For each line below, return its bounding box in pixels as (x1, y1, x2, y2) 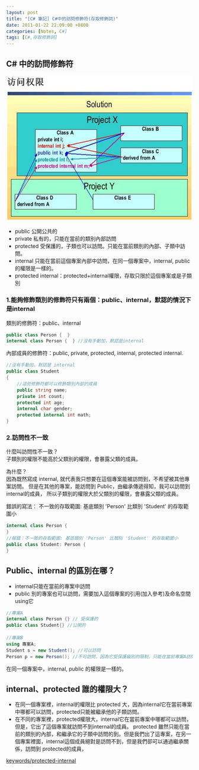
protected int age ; (17, 400, 65, 406)
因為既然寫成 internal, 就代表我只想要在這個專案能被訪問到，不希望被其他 (6, 476, 185, 483)
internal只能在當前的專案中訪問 (14, 582, 91, 589)
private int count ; (17, 393, 65, 399)
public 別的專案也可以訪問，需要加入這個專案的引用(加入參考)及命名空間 (14, 590, 191, 597)
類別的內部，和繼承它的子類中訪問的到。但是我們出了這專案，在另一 (25, 730, 191, 737)
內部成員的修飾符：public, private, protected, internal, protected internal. (6, 349, 184, 357)
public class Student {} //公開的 (6, 623, 86, 628)
